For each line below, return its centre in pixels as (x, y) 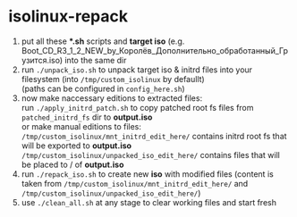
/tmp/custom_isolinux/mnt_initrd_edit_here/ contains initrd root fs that (154, 136)
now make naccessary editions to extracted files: (112, 98)
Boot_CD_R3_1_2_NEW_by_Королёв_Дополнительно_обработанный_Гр (154, 50)
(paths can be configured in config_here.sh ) (103, 88)
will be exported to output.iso (76, 146)
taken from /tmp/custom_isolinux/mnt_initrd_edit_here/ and (135, 183)
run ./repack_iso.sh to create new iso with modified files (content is (147, 174)
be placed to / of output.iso (72, 164)
